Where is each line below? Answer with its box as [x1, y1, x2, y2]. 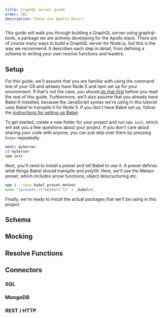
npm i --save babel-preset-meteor [5, 182, 76, 187]
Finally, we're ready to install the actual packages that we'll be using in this [5, 196, 157, 202]
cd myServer [5, 149, 30, 154]
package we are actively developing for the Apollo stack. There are [21, 35, 157, 41]
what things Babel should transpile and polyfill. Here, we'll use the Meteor [5, 168, 155, 174]
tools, [5, 35, 17, 41]
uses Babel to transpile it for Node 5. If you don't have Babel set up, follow [5, 105, 156, 110]
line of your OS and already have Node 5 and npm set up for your [5, 83, 138, 89]
